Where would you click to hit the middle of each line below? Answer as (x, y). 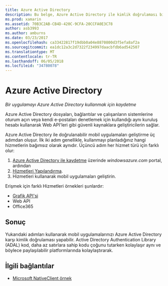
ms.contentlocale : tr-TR (31, 56)
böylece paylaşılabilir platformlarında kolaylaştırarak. (59, 250)
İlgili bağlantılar (30, 266)
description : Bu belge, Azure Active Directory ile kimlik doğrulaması (81, 15)
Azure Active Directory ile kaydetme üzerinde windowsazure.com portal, (87, 161)
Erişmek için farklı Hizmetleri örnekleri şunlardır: (54, 186)
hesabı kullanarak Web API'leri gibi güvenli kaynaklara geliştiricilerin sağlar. (82, 125)
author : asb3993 (22, 29)
